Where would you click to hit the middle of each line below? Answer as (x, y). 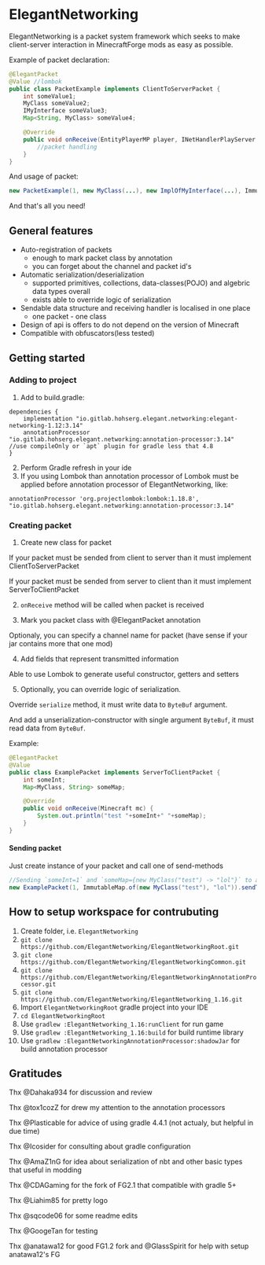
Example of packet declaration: (59, 60)
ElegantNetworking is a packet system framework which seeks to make (125, 36)
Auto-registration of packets (66, 250)
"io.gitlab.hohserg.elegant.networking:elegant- (157, 418)
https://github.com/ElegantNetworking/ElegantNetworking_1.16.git (131, 999)
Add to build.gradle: (52, 397)
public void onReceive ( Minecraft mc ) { (88, 809)
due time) (24, 1131)
